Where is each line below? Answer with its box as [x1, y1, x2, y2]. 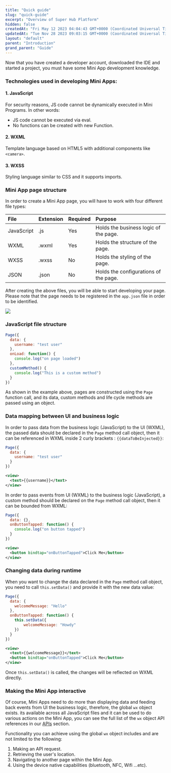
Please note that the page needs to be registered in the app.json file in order [5, 293, 165, 299]
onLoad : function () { [10, 352, 56, 357]
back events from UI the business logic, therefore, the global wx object [5, 705, 153, 711]
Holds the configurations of [95, 268, 161, 276]
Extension [38, 215, 64, 222]
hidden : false [5, 21, 36, 27]
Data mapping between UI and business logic [5, 413, 120, 420]
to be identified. [5, 298, 39, 305]
